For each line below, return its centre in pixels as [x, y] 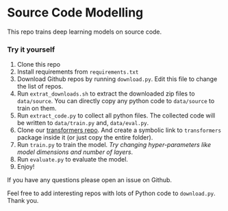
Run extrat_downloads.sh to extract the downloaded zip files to [106, 93]
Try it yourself [31, 49]
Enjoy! [26, 167]
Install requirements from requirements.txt [78, 72]
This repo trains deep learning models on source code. [85, 32]
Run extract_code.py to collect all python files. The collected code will [116, 115]
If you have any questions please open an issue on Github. [90, 180]
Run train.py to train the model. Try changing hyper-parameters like [114, 145]
